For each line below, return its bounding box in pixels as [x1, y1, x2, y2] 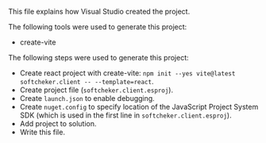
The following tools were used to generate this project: [8, 22, 187, 31]
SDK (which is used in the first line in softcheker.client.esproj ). [19, 110, 232, 120]
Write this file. [19, 127, 66, 137]
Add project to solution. [19, 119, 97, 128]
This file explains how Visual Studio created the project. [8, 7, 191, 16]
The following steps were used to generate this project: [8, 53, 189, 62]
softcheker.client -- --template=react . [19, 77, 154, 86]
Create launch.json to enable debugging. [19, 94, 155, 102]
